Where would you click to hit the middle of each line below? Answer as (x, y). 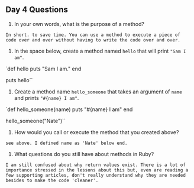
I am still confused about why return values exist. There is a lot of (96, 165)
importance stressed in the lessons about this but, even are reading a (97, 170)
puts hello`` (19, 80)
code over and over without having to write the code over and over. (93, 40)
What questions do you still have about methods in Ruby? (84, 154)
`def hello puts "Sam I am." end (43, 69)
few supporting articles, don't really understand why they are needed (96, 175)
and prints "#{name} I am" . (46, 98)
